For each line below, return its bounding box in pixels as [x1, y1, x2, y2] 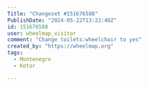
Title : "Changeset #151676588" [7, 10, 98, 17]
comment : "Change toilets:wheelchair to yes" [7, 36, 142, 43]
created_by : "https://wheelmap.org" [7, 43, 114, 50]
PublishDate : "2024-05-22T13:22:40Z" [7, 17, 117, 24]
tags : [7, 50, 23, 57]
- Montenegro [13, 56, 52, 63]
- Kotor [13, 62, 36, 69]
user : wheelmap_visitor [7, 29, 77, 37]
